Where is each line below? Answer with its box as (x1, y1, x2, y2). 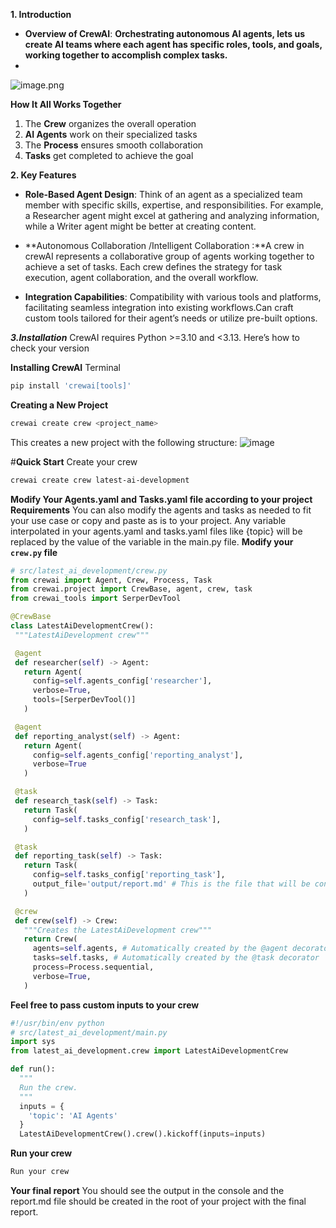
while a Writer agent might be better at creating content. (24, 220, 257, 232)
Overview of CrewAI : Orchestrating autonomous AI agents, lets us (24, 28, 306, 39)
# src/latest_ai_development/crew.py (10, 565, 168, 576)
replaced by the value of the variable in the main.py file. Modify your (10, 535, 294, 548)
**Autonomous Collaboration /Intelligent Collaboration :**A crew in (24, 240, 305, 251)
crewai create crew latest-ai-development (10, 475, 190, 485)
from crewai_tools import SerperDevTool (10, 594, 182, 604)
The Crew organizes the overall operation (24, 118, 197, 129)
